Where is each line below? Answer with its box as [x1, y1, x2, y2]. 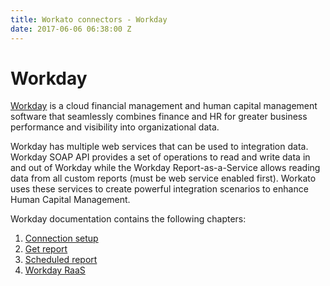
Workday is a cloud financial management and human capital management [10, 100, 318, 112]
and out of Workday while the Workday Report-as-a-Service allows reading [10, 162, 321, 174]
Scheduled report [24, 254, 98, 266]
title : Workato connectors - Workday [10, 14, 168, 25]
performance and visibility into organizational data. [10, 121, 220, 133]
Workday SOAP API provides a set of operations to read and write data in [10, 151, 311, 163]
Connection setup [24, 232, 99, 245]
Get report [24, 243, 68, 255]
